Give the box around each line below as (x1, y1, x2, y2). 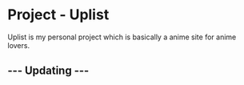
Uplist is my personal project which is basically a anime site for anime (7, 32, 237, 42)
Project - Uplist (7, 6, 110, 24)
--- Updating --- (7, 64, 90, 78)
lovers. (7, 40, 30, 50)
